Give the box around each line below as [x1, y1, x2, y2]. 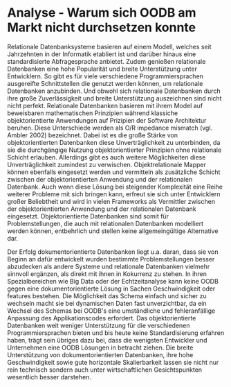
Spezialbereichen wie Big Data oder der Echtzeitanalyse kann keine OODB [7, 277, 219, 285]
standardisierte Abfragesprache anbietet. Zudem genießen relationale [7, 57, 206, 65]
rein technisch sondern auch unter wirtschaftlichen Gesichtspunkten [7, 365, 203, 374]
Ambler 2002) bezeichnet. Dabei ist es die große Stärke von [7, 130, 178, 139]
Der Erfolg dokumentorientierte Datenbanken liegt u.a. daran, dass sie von [7, 248, 219, 256]
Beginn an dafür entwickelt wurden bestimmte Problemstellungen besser [7, 255, 215, 263]
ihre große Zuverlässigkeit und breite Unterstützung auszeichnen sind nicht [7, 94, 222, 102]
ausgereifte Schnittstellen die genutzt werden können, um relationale [7, 79, 203, 87]
